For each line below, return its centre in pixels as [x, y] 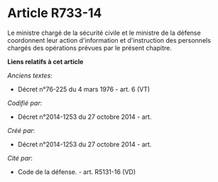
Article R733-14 [55, 13]
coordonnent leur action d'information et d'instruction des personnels [109, 40]
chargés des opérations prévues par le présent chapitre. [89, 48]
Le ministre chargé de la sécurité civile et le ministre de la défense [104, 33]
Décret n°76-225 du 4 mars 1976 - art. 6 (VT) [84, 89]
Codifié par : [25, 103]
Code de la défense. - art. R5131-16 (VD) [77, 171]
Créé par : [21, 130]
